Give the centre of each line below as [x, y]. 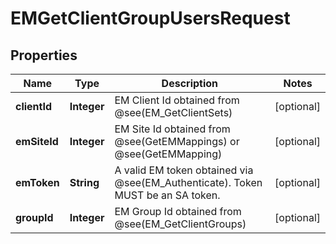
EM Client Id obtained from [177, 100]
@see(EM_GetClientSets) [173, 112]
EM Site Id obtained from [172, 129]
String [84, 182]
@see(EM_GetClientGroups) [180, 224]
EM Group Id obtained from [178, 211]
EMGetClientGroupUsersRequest [150, 18]
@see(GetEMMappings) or [177, 141]
